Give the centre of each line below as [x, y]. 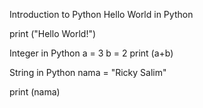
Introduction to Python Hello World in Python [101, 14]
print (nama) [35, 92]
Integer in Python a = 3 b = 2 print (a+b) [91, 53]
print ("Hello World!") [53, 33]
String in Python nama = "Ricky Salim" [88, 72]
